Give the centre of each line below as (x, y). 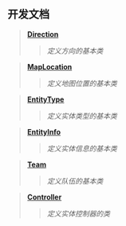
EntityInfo (44, 131)
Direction (43, 34)
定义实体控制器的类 (79, 213)
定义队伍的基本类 (75, 181)
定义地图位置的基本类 (82, 83)
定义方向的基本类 (75, 50)
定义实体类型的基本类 (82, 115)
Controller (44, 197)
